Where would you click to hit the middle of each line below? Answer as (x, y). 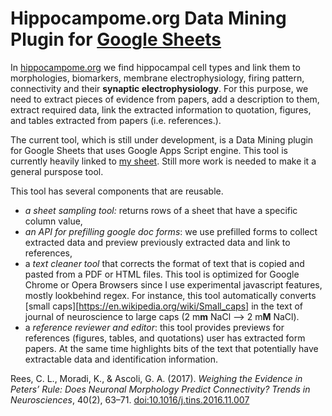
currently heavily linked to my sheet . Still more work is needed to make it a (163, 161)
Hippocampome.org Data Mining (148, 18)
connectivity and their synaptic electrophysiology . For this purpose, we (159, 88)
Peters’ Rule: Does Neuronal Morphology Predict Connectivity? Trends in (160, 389)
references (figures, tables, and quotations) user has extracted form (165, 338)
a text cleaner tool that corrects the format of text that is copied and (164, 263)
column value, (53, 221)
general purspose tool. (57, 171)
